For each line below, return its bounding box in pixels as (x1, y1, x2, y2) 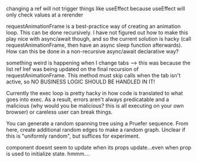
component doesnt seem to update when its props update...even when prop (6, 144, 192, 151)
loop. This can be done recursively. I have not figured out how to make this (6, 29, 188, 36)
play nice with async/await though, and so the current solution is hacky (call (6, 35, 191, 42)
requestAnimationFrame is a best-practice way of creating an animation (6, 23, 181, 30)
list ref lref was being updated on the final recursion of (6, 66, 139, 73)
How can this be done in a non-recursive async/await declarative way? (6, 48, 179, 55)
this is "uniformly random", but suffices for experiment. (6, 132, 140, 140)
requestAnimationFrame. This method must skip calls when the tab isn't (6, 72, 181, 79)
